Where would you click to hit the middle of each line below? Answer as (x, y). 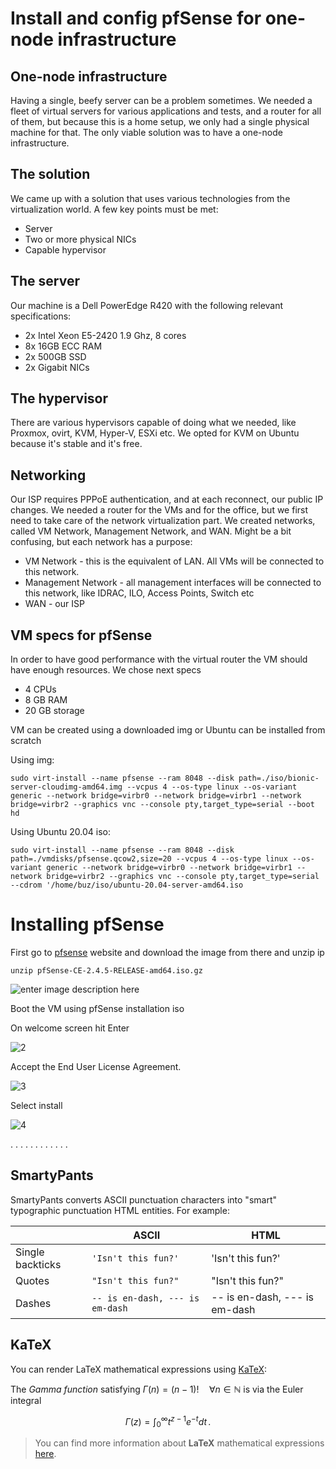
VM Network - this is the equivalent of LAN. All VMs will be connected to (174, 561)
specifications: (41, 316)
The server (45, 281)
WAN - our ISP (54, 604)
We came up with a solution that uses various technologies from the (150, 198)
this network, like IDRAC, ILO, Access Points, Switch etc (139, 593)
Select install (36, 1105)
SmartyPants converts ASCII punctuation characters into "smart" (143, 1199)
